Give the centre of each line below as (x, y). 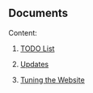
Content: (23, 32)
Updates (34, 64)
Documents (38, 13)
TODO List (37, 49)
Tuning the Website (52, 79)
